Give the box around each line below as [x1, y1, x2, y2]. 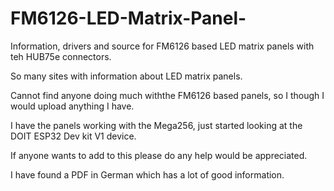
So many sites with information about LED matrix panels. [10, 70, 243, 82]
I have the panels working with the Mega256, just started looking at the [10, 119, 303, 131]
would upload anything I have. [10, 100, 135, 112]
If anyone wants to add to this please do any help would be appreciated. [10, 149, 308, 161]
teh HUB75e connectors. [10, 50, 112, 62]
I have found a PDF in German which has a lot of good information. [10, 168, 285, 181]
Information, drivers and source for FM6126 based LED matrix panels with [10, 40, 315, 52]
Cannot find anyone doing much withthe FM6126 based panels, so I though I [10, 89, 325, 101]
